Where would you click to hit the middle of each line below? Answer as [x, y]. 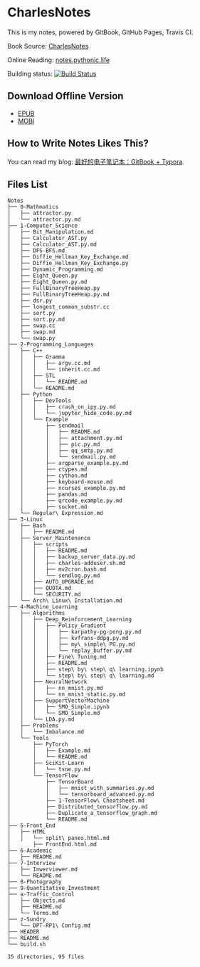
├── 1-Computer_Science [43, 226]
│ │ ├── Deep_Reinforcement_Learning [70, 620]
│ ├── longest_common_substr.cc [59, 307]
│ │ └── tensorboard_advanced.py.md [81, 795]
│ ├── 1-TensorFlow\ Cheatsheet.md [76, 801]
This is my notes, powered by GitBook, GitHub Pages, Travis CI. [100, 32]
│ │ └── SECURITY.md [44, 595]
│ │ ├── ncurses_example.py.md [67, 488]
